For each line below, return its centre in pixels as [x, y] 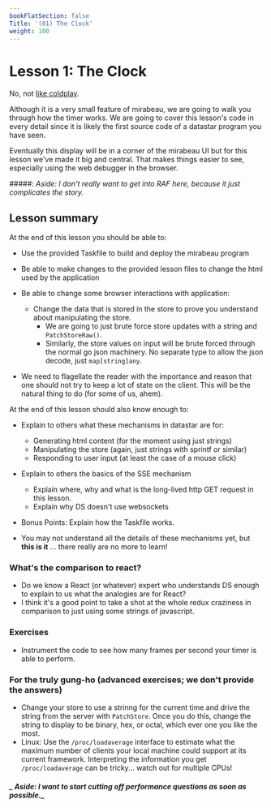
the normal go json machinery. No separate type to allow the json [154, 352]
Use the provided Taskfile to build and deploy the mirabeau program [135, 253]
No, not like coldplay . [44, 93]
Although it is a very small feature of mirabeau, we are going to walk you [130, 110]
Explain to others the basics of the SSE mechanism [106, 474]
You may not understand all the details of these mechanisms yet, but [135, 538]
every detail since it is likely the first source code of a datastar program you [135, 127]
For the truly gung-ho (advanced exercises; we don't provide [132, 680]
